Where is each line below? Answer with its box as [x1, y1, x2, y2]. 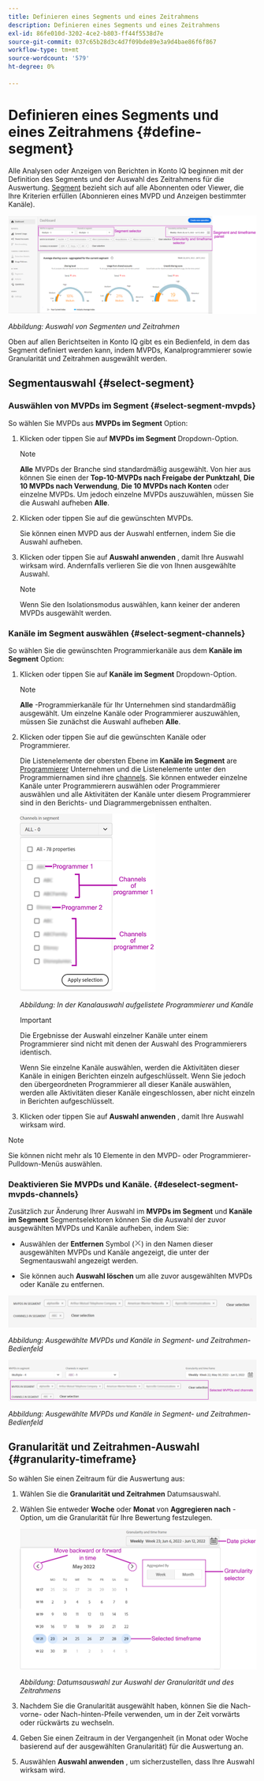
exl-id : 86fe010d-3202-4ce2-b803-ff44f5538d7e [8, 29, 164, 37]
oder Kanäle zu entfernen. [19, 1280, 105, 1289]
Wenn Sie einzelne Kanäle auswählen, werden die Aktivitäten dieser [19, 1063, 240, 1072]
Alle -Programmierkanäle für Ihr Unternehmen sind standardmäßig [19, 700, 236, 709]
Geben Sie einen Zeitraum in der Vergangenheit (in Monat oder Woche [19, 1734, 248, 1743]
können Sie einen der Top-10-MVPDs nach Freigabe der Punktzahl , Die [19, 473, 255, 482]
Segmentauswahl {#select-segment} [8, 376, 195, 391]
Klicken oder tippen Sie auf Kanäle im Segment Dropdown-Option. [19, 670, 237, 679]
